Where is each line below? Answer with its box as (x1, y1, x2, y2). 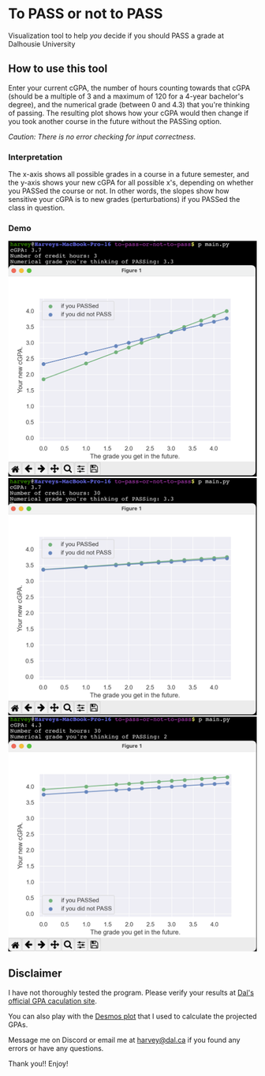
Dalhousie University (8, 39, 76, 48)
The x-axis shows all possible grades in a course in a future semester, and (8, 170, 250, 179)
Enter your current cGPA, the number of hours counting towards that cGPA (8, 83, 251, 92)
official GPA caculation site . (8, 996, 97, 1006)
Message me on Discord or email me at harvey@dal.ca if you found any (8, 1035, 241, 1044)
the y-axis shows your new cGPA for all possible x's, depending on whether (8, 178, 254, 188)
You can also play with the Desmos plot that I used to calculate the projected (8, 1011, 257, 1021)
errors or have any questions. (8, 1043, 104, 1053)
